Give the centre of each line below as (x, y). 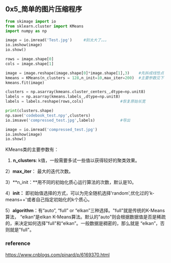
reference (18, 243)
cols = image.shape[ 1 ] (30, 64)
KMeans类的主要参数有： (32, 149)
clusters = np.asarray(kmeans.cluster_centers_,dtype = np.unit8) (75, 92)
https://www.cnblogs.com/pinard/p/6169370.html (58, 255)
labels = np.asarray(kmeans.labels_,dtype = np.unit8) (63, 97)
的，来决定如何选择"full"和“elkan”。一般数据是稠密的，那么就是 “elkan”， (83, 223)
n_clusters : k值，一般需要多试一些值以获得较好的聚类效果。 (76, 160)
